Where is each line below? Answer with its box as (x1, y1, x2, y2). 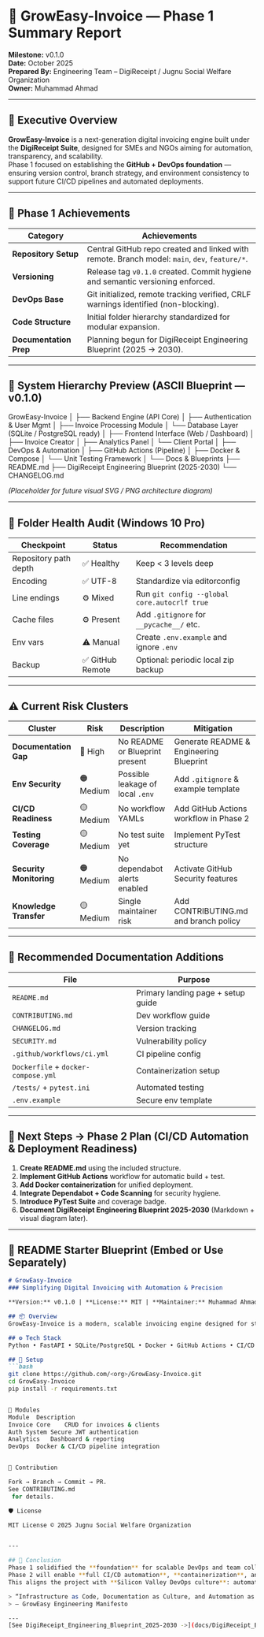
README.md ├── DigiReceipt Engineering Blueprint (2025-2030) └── (8, 463, 237, 472)
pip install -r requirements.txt (8, 1385, 118, 1393)
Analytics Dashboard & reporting (8, 1435, 125, 1443)
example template (174, 783, 240, 794)
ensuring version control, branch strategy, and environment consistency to (8, 168, 250, 177)
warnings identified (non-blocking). (86, 299, 219, 310)
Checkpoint (20, 540, 66, 551)
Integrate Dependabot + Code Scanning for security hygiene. (19, 1188, 222, 1197)
